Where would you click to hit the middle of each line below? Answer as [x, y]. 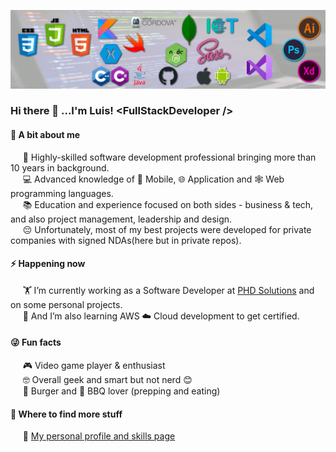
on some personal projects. [66, 304]
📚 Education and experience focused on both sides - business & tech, [168, 204]
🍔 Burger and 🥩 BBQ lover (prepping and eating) [121, 391]
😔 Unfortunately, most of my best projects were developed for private [167, 229]
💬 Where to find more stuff [66, 414]
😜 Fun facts [36, 342]
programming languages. [62, 193]
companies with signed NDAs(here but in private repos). [126, 240]
